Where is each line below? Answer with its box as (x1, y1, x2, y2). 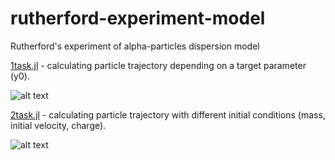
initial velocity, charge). (10, 119, 107, 131)
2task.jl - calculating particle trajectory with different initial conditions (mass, (10, 108, 326, 121)
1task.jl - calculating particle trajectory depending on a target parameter (10, 59, 307, 71)
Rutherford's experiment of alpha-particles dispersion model (10, 40, 260, 52)
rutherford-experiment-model (10, 7, 266, 30)
